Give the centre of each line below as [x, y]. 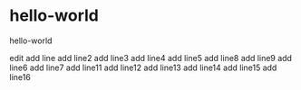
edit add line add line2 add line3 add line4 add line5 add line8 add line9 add [151, 58]
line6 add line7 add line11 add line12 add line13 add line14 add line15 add [143, 67]
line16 [20, 76]
